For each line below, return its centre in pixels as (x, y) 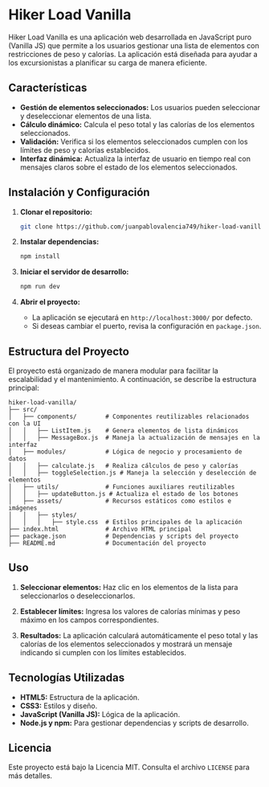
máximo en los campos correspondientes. (89, 620)
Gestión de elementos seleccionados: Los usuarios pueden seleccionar (140, 107)
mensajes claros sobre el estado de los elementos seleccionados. (129, 167)
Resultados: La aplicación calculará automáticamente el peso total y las (139, 635)
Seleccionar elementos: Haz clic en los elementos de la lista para (129, 587)
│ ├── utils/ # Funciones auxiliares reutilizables (122, 487)
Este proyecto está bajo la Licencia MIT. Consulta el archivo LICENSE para (129, 767)
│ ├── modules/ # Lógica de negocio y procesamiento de (125, 452)
